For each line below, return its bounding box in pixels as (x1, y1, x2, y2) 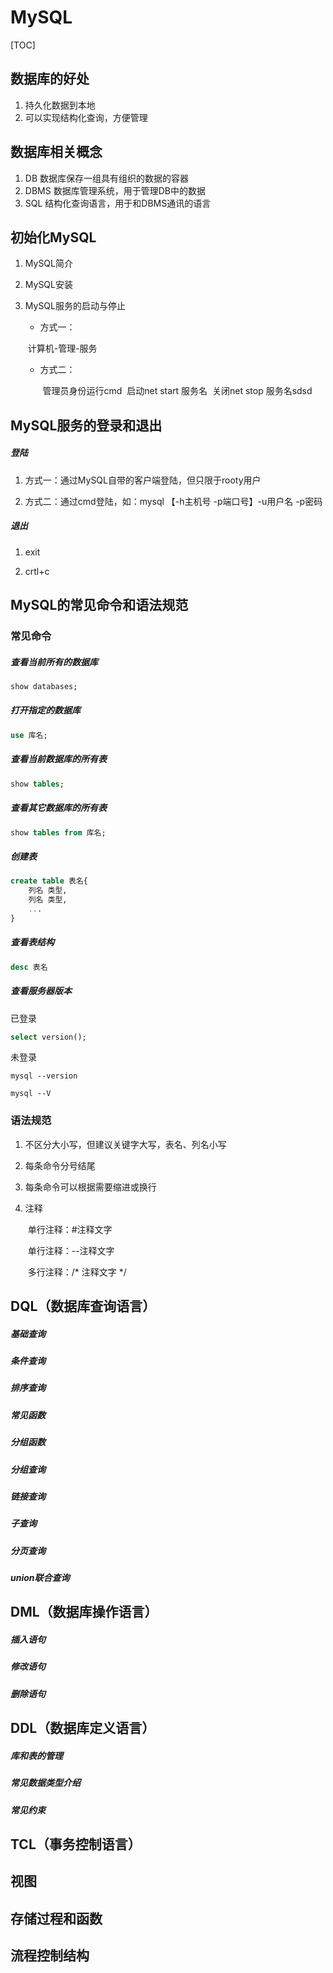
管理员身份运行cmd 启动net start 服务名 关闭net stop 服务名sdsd (42, 385, 313, 397)
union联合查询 (10, 1572, 70, 1584)
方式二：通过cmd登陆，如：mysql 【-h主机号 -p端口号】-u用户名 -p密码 (24, 495, 323, 507)
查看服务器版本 (10, 985, 72, 997)
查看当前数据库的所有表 (10, 753, 107, 765)
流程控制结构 (10, 1947, 90, 1965)
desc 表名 (10, 962, 48, 972)
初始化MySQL (10, 229, 97, 246)
